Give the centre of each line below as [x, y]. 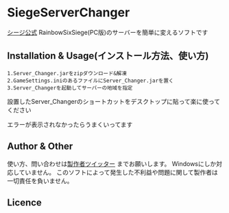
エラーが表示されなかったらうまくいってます [70, 124]
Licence [25, 202]
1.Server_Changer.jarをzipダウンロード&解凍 [67, 73]
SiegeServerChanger [69, 13]
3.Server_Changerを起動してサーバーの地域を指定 [70, 88]
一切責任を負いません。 [40, 181]
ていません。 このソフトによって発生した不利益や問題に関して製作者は [118, 172]
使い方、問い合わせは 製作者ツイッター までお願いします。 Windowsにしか [112, 164]
